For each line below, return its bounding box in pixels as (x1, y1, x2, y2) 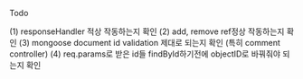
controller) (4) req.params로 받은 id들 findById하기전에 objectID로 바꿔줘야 (9, 48, 281, 59)
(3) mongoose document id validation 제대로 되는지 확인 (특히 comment (18, 38, 280, 48)
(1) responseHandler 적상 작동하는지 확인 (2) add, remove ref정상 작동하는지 (9, 26, 285, 37)
